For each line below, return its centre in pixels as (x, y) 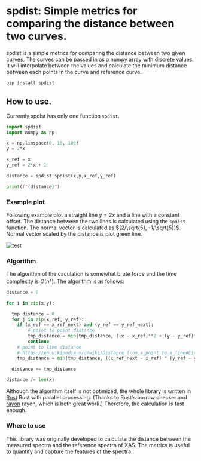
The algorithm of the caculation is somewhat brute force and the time (92, 274)
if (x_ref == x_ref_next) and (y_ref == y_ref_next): (85, 325)
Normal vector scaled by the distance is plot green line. (74, 233)
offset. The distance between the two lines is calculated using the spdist (96, 221)
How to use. (29, 102)
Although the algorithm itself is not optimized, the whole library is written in (99, 391)
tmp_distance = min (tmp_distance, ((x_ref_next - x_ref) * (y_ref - (104, 358)
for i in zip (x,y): (31, 303)
